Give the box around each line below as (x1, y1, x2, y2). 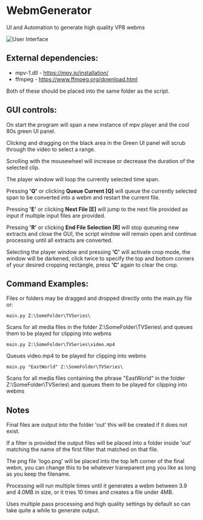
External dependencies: (6, 53, 99, 64)
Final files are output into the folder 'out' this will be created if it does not (6, 421, 188, 428)
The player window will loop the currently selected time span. (6, 175, 160, 182)
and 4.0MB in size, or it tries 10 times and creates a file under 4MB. (6, 488, 174, 496)
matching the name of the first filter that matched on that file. (6, 446, 159, 453)
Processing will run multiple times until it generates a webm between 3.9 (6, 482, 187, 490)
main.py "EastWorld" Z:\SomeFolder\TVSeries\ (6, 364, 123, 370)
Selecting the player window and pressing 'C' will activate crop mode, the (6, 248, 191, 255)
